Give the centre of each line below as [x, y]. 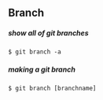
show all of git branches [48, 33]
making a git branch [42, 69]
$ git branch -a [35, 52]
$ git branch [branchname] [52, 89]
